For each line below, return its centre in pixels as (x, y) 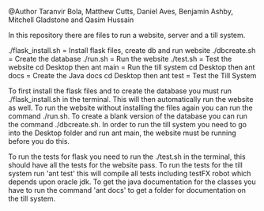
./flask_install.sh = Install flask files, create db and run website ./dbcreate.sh (132, 50)
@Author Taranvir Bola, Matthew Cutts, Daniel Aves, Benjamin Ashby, (121, 11)
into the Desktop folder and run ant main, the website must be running (123, 133)
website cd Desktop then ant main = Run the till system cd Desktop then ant (132, 67)
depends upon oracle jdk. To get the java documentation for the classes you (132, 182)
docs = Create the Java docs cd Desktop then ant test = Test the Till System (132, 75)
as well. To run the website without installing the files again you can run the (130, 107)
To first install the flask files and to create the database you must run (120, 91)
